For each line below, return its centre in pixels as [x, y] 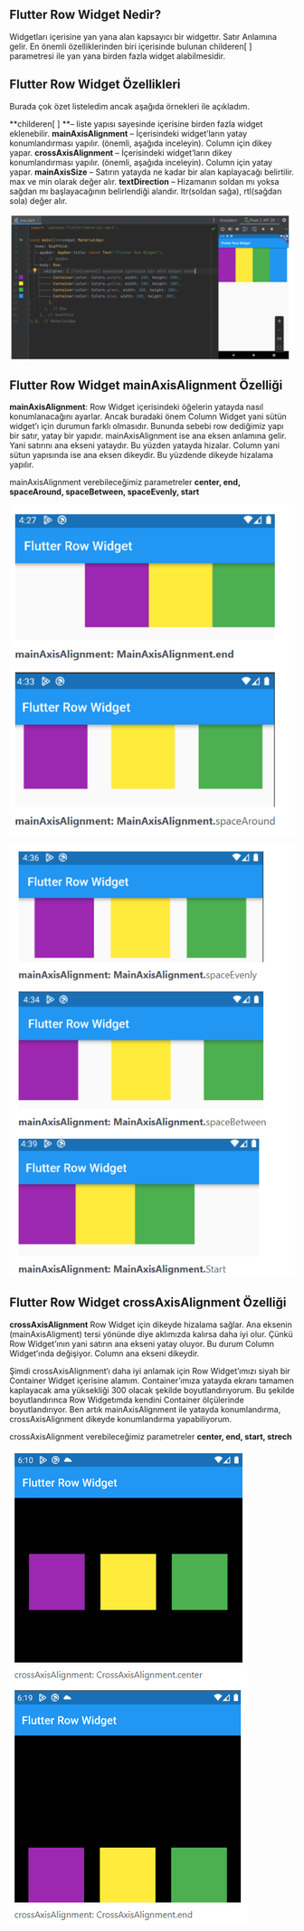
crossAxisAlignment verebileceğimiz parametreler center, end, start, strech [151, 1436]
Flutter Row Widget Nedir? [85, 15]
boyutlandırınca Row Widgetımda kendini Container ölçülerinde [127, 1400]
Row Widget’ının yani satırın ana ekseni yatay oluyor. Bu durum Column [142, 1343]
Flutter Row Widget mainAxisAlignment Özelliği [146, 385]
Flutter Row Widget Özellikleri [95, 85]
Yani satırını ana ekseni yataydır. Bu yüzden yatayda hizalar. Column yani [145, 445]
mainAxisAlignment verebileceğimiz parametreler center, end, [125, 483]
